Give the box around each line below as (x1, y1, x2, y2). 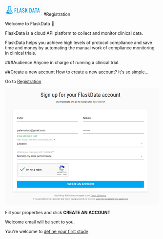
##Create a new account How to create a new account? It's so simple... (5, 69, 149, 75)
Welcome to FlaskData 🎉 (5, 21, 55, 26)
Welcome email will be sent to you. (5, 219, 75, 225)
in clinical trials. (5, 50, 37, 56)
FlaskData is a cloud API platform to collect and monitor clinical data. (5, 30, 143, 36)
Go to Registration (5, 79, 41, 84)
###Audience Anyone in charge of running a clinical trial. (5, 60, 120, 65)
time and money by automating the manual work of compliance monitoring (5, 45, 155, 50)
